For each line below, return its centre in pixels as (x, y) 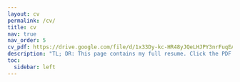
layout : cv (24, 14)
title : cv (22, 27)
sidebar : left (35, 67)
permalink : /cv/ (31, 21)
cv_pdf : (19, 47)
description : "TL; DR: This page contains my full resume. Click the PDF (120, 54)
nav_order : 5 (27, 41)
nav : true (22, 34)
